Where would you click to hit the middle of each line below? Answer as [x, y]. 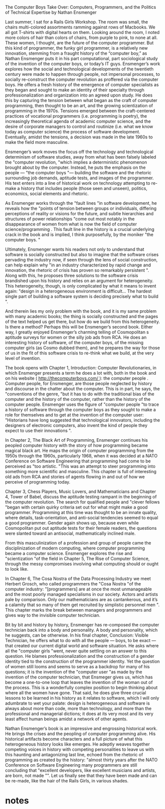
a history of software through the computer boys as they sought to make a [81, 410]
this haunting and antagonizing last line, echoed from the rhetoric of [74, 755]
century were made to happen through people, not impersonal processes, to [82, 74]
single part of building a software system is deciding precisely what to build [82, 296]
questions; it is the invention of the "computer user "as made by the [74, 672]
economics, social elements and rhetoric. [47, 194]
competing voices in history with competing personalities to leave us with [80, 749]
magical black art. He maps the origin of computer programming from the [80, 451]
